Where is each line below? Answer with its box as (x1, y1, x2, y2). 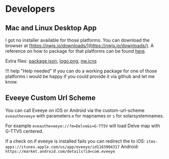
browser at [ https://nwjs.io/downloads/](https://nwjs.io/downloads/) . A (5, 43, 154, 49)
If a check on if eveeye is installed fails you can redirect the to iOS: (5, 138, 146, 144)
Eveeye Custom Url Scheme (5, 93, 96, 103)
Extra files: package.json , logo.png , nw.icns (5, 58, 97, 64)
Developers (5, 3, 55, 15)
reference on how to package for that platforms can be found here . (5, 48, 147, 54)
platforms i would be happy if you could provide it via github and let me (5, 73, 155, 79)
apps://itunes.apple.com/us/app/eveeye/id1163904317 (5, 144, 120, 149)
